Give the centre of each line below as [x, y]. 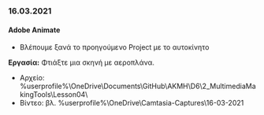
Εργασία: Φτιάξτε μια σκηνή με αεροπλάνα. [82, 63]
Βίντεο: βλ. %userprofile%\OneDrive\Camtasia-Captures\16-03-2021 [132, 103]
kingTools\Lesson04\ [54, 95]
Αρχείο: [32, 78]
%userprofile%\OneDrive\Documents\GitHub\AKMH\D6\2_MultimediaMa [138, 86]
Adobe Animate [34, 30]
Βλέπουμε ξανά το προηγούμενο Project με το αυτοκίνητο [114, 47]
